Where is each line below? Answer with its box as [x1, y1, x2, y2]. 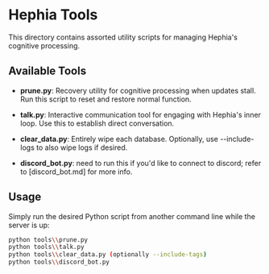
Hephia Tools [8, 6, 98, 24]
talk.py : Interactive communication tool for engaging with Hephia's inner [19, 110, 262, 119]
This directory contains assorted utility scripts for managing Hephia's [8, 32, 238, 42]
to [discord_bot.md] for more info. [19, 167, 133, 176]
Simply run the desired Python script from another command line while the [8, 211, 256, 221]
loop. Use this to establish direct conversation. [19, 118, 175, 128]
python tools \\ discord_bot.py [8, 258, 110, 267]
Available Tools [8, 64, 87, 78]
